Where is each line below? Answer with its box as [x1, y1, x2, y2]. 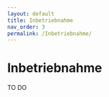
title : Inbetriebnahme [7, 17, 73, 24]
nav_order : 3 [7, 23, 45, 30]
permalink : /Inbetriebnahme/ [7, 30, 92, 37]
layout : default [7, 10, 54, 18]
